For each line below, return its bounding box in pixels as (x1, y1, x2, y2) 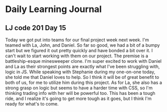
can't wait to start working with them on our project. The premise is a (5, 53, 148, 59)
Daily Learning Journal (5, 4, 102, 15)
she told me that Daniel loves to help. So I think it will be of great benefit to (5, 74, 159, 80)
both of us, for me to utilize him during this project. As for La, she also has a (5, 79, 162, 85)
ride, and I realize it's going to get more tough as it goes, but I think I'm (5, 95, 152, 101)
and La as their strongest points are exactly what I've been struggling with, (5, 64, 160, 69)
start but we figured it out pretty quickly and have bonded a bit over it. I (5, 48, 153, 53)
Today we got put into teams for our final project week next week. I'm (5, 37, 149, 43)
